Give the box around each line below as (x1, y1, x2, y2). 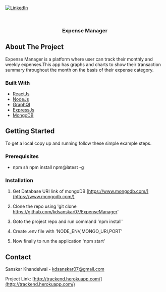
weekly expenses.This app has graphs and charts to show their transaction (5, 61, 161, 68)
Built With (5, 79, 30, 86)
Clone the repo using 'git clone (12, 203, 77, 209)
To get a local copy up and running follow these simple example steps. (5, 140, 152, 146)
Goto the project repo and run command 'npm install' (12, 218, 123, 224)
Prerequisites (5, 153, 39, 160)
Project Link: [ (5, 276, 34, 282)
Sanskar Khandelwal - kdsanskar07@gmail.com (5, 266, 105, 272)
